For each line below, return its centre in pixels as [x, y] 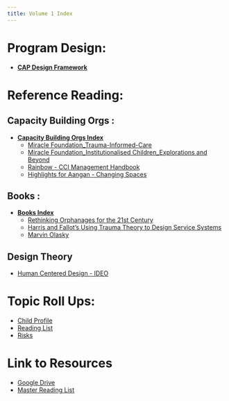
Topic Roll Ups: [51, 301]
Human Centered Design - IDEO [63, 273]
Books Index [35, 213]
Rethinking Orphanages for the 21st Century [91, 220]
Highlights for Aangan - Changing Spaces [87, 174]
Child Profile [35, 321]
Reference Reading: [65, 95]
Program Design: [57, 48]
